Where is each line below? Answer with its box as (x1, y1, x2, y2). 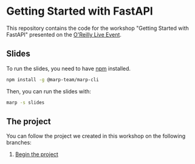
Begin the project (15, 151, 59, 158)
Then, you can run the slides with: (6, 87, 91, 95)
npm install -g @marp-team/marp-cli (6, 76, 99, 83)
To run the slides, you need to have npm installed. (6, 65, 131, 72)
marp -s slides (6, 99, 45, 105)
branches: (6, 139, 32, 146)
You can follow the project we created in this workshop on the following (6, 132, 186, 140)
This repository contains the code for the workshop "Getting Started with (6, 24, 190, 32)
